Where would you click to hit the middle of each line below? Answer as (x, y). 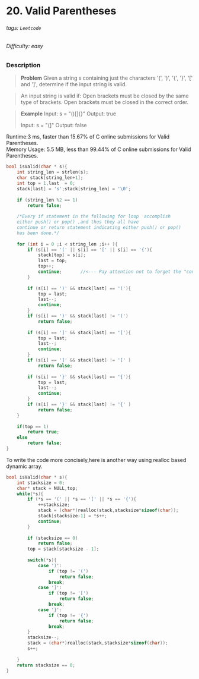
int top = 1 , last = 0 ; (46, 183)
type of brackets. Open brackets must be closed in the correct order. (105, 102)
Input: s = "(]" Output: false (54, 125)
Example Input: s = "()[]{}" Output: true (68, 114)
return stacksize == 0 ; (46, 665)
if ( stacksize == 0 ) (53, 538)
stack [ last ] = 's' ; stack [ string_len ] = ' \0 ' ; (74, 188)
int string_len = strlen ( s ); (53, 172)
